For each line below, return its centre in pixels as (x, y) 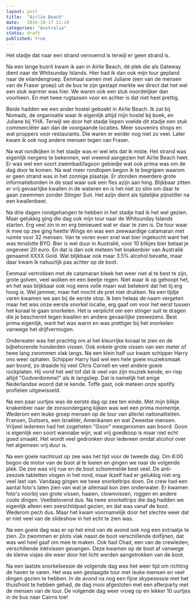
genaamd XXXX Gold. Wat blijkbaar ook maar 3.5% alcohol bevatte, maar (94, 256)
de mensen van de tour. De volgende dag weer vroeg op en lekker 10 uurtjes (98, 591)
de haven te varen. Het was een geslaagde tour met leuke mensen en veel (95, 572)
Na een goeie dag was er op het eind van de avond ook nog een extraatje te (97, 530)
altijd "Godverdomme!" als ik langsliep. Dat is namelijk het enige (83, 378)
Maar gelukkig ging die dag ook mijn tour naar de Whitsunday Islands (90, 219)
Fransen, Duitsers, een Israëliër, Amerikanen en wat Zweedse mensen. (91, 420)
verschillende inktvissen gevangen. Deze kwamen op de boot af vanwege (95, 548)
